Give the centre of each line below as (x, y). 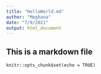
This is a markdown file (49, 51)
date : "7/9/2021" (27, 22)
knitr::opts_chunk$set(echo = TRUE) (51, 65)
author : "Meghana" (28, 17)
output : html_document (34, 28)
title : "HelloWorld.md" (35, 11)
